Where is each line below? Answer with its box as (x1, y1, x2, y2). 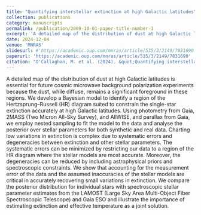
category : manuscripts (6, 20, 63, 26)
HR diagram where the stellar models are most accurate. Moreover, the (6, 151, 181, 158)
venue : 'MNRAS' (6, 42, 44, 48)
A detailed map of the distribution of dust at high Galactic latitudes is (6, 75, 175, 82)
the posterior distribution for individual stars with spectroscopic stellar (6, 183, 179, 190)
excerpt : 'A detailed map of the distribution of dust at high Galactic (6, 31, 191, 37)
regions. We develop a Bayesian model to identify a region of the (6, 94, 166, 102)
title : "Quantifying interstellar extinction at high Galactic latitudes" (6, 8, 197, 15)
